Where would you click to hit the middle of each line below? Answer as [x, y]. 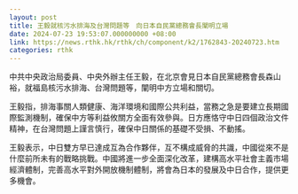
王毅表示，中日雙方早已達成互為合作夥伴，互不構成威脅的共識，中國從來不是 [149, 148]
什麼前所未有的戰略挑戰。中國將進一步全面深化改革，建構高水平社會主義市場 [149, 159]
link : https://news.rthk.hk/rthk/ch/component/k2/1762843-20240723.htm [144, 42]
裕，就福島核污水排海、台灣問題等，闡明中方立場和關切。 [114, 88]
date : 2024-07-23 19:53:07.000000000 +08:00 [93, 34]
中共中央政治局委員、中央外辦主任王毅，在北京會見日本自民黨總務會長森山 [145, 77]
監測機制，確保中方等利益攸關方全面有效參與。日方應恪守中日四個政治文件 [153, 118]
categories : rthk [41, 50]
